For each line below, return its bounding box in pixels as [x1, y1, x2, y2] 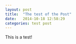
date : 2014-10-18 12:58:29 [5, 16, 65, 21]
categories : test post [5, 21, 52, 26]
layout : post [5, 7, 32, 12]
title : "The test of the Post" [5, 12, 72, 17]
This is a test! [5, 34, 33, 40]
